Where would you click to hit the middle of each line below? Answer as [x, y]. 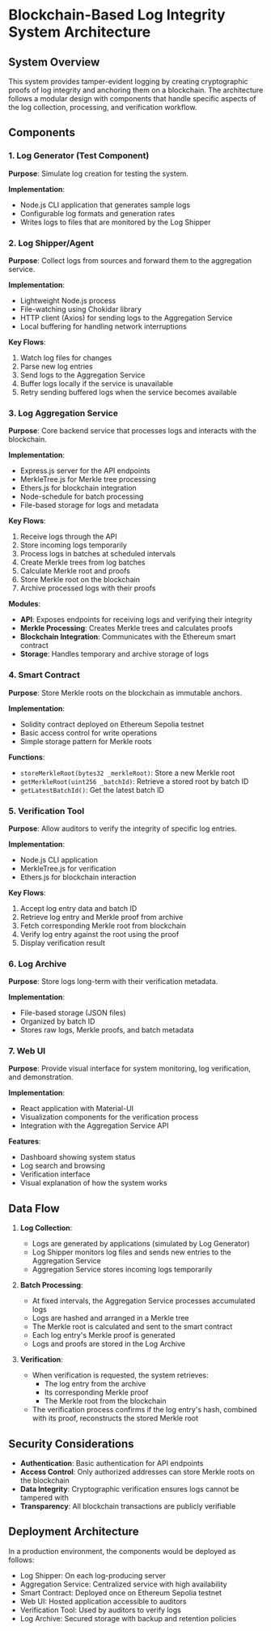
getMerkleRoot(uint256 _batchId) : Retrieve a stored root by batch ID [134, 781]
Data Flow [34, 1208]
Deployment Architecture [74, 1532]
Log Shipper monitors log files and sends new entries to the [132, 1252]
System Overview [54, 62]
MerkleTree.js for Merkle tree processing [88, 479]
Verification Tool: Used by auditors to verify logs [101, 1610]
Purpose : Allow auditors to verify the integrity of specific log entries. [123, 828]
